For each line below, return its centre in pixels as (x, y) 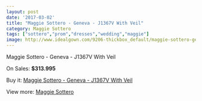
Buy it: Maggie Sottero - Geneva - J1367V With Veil (69, 80)
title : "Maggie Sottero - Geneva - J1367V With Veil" (75, 23)
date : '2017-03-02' (31, 17)
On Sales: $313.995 (31, 69)
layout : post (23, 12)
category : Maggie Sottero (38, 29)
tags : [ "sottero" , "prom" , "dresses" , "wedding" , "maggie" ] (78, 34)
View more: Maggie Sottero (40, 92)
